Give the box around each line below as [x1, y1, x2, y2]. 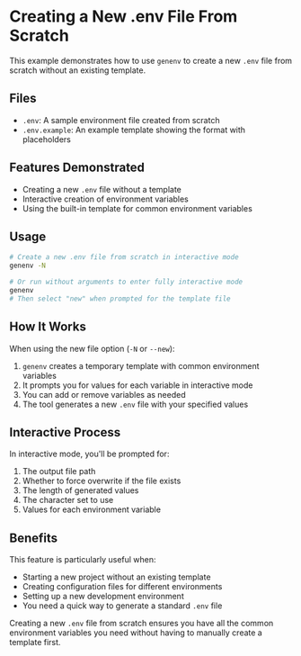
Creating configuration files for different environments [22, 581, 223, 592]
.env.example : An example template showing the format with [22, 124, 245, 135]
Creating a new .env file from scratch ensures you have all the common [9, 618, 274, 629]
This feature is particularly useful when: [9, 554, 156, 565]
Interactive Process [9, 425, 121, 440]
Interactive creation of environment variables [22, 193, 189, 204]
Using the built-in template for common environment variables [22, 202, 253, 213]
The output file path [22, 466, 96, 477]
